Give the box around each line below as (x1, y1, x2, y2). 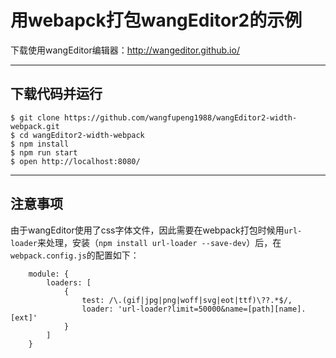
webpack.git (10, 121, 60, 131)
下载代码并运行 (10, 86, 103, 103)
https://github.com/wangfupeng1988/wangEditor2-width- (63, 112, 298, 123)
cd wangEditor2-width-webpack (19, 130, 145, 140)
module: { (28, 269, 70, 279)
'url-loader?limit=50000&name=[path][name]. (117, 304, 307, 314)
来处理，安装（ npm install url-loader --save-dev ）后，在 (36, 236, 282, 248)
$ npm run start (10, 147, 78, 158)
